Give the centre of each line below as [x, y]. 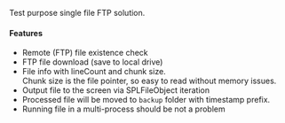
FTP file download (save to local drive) [92, 62]
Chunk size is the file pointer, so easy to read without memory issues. [149, 81]
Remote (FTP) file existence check [85, 53]
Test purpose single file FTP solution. [77, 13]
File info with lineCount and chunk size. [94, 72]
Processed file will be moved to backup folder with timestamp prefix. [146, 100]
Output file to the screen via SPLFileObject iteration [116, 90]
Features [26, 33]
